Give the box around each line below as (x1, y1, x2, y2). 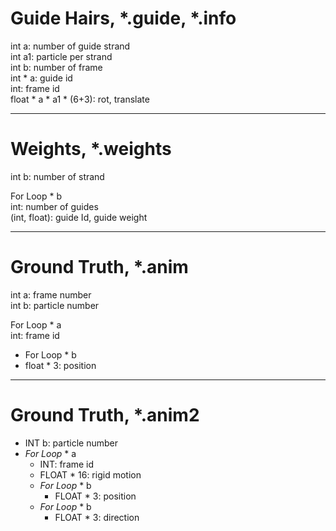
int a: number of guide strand (10, 40, 131, 52)
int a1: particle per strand (10, 50, 113, 62)
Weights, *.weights (10, 138, 172, 161)
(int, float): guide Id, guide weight (10, 211, 148, 223)
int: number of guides (10, 200, 99, 212)
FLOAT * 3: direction (54, 511, 140, 523)
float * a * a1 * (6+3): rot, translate (10, 93, 150, 105)
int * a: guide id (10, 72, 73, 84)
